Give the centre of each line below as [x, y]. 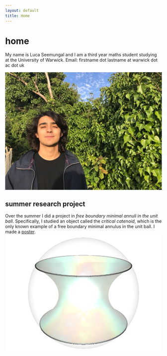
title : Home [17, 16]
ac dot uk [15, 65]
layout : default [22, 10]
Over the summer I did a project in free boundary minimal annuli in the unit [82, 216]
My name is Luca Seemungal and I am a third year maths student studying [81, 55]
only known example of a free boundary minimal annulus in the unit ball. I [80, 227]
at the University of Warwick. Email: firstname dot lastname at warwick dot [82, 60]
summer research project [45, 204]
